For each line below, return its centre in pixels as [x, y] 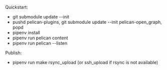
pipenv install [26, 33]
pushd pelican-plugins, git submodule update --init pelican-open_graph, [87, 22]
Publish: [14, 53]
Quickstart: [17, 7]
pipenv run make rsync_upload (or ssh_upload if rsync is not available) [85, 62]
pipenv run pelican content [40, 38]
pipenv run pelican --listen [40, 43]
